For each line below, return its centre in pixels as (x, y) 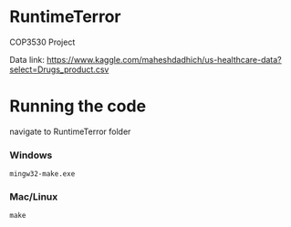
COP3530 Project (42, 42)
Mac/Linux (34, 197)
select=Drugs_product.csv (59, 69)
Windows (31, 155)
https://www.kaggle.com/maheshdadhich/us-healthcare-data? (164, 59)
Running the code (78, 106)
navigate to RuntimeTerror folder (70, 131)
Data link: (27, 59)
